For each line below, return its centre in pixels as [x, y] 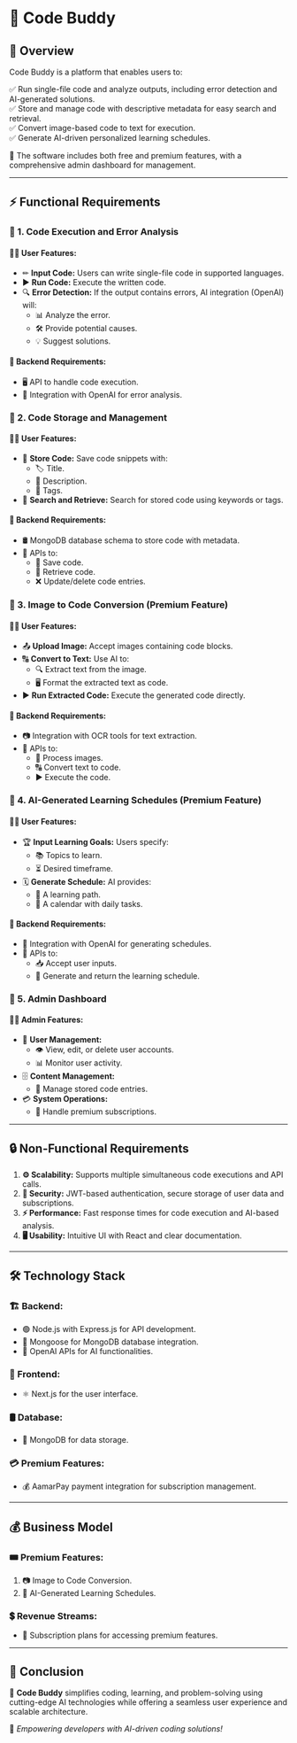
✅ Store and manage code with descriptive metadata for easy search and [143, 108]
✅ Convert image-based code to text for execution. [103, 128]
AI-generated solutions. [52, 99]
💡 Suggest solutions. [73, 341]
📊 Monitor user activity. [79, 1063]
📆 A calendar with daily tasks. [89, 903]
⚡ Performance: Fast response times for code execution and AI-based [150, 1212]
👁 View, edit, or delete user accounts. [104, 1050]
